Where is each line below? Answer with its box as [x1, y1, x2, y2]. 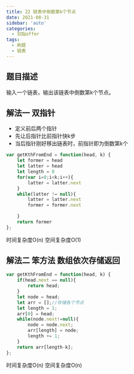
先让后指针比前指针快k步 [14, 133, 76, 140]
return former [17, 219, 52, 225]
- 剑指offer [11, 31, 40, 37]
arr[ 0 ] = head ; [17, 310, 55, 317]
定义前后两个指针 [14, 125, 57, 132]
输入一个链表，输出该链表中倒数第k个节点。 [6, 88, 114, 96]
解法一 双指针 [6, 107, 56, 118]
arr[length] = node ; [28, 328, 79, 334]
